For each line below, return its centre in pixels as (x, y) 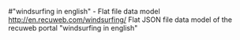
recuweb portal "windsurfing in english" (73, 28)
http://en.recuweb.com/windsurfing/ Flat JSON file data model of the (120, 20)
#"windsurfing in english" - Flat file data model (84, 11)
